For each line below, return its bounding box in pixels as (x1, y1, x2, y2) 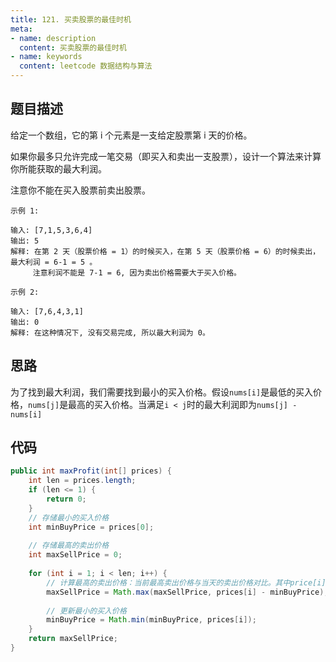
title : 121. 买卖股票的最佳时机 (10, 14, 132, 25)
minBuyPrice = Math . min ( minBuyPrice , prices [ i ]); (46, 615, 257, 625)
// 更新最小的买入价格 (46, 606, 127, 616)
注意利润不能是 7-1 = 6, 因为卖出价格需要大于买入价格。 (32, 267, 242, 278)
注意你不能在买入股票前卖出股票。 (10, 184, 151, 196)
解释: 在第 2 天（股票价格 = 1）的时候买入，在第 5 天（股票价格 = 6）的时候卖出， (10, 246, 321, 256)
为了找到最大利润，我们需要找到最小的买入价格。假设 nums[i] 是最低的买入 (10, 386, 314, 398)
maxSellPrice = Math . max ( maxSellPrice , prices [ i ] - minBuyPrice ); (46, 587, 329, 597)
